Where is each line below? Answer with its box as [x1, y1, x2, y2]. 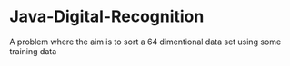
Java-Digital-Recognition [9, 6, 205, 27]
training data [9, 45, 57, 56]
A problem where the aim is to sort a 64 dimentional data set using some [9, 36, 282, 47]
